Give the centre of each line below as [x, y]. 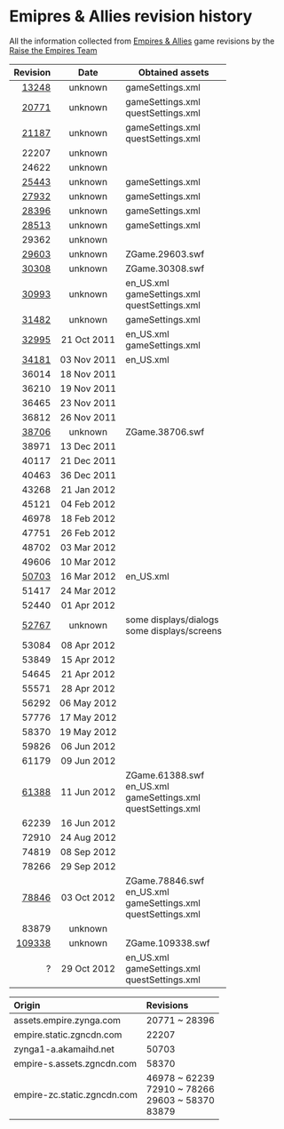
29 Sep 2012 [88, 866]
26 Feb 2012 [88, 532]
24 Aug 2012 [88, 837]
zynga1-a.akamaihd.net [64, 1049]
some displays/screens [174, 630]
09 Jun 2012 [88, 760]
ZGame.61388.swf [165, 775]
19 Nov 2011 [88, 388]
